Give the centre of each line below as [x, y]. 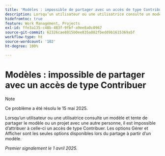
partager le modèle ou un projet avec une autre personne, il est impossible [81, 123]
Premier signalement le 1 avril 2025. [41, 148]
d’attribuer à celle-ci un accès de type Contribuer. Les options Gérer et [77, 128]
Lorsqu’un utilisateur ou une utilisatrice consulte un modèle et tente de [76, 118]
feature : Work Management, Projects [42, 23]
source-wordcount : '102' [30, 42]
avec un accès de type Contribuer [76, 85]
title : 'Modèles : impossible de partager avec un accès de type [73, 10]
